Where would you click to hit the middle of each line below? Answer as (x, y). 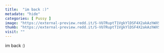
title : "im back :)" (27, 9)
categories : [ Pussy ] (28, 18)
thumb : (12, 27)
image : (12, 23)
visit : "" (15, 32)
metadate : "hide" (23, 14)
